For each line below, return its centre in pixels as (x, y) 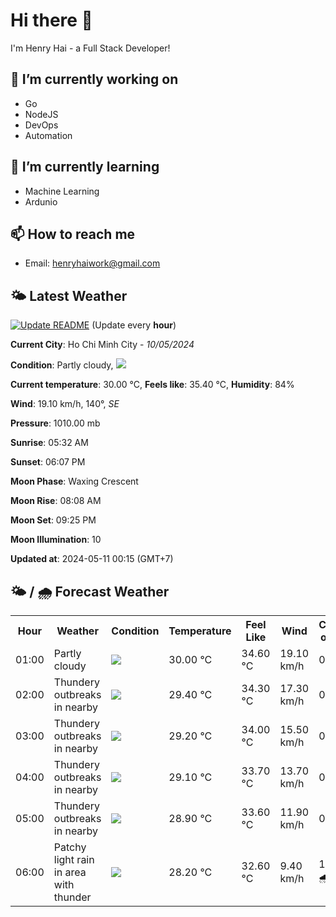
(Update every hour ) (134, 325)
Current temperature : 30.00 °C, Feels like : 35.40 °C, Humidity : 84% (152, 385)
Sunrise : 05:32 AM (49, 443)
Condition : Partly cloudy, (62, 365)
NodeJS (41, 114)
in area (70, 872)
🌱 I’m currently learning (85, 167)
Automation (48, 135)
